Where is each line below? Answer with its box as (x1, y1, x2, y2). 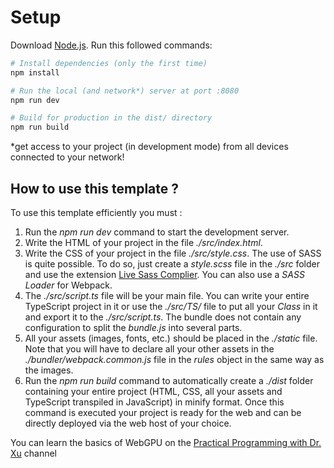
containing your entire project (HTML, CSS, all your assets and (24, 386, 283, 397)
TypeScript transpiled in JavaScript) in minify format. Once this (24, 396, 285, 408)
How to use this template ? (10, 180, 180, 197)
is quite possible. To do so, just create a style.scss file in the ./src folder (24, 258, 320, 270)
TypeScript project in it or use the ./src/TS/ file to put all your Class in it (24, 301, 318, 312)
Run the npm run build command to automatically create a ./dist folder (24, 375, 314, 386)
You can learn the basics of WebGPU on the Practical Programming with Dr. (10, 437, 322, 448)
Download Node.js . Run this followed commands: (10, 39, 213, 51)
